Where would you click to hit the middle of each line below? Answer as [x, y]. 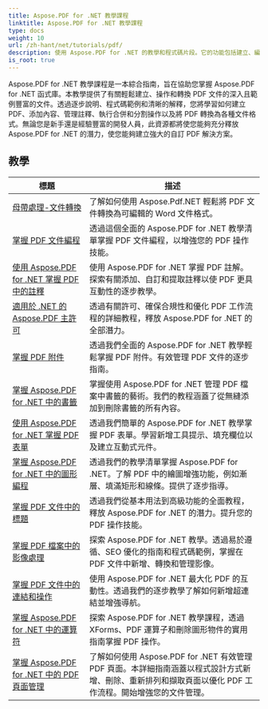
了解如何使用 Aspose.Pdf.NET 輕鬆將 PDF [167, 201]
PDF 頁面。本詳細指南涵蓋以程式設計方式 [166, 668]
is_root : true [32, 61]
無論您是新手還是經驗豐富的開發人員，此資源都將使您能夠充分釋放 [130, 124]
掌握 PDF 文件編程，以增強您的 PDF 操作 [173, 240]
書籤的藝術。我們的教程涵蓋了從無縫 [173, 396]
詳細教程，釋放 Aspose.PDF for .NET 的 [179, 318]
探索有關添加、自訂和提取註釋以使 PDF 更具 [171, 279]
